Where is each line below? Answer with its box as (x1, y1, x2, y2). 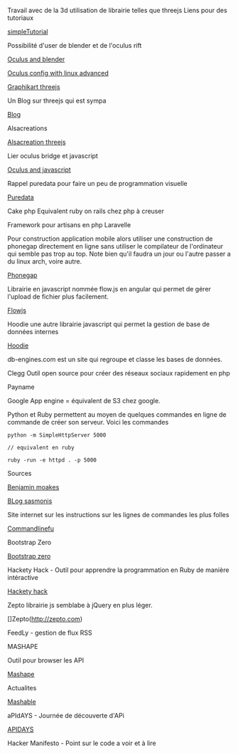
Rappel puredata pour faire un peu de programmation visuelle (7, 180, 188, 187)
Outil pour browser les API (7, 656, 84, 665)
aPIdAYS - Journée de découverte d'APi (7, 712, 124, 720)
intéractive (7, 573, 39, 581)
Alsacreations (7, 124, 48, 133)
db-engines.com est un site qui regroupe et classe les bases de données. (7, 355, 222, 363)
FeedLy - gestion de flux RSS (7, 628, 92, 637)
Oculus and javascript (7, 165, 71, 174)
